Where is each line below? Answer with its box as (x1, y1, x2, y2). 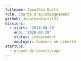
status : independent (14, 35, 56, 40)
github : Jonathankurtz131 (5, 16, 58, 21)
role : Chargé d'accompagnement (5, 12, 70, 17)
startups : (5, 44, 26, 49)
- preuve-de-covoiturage (9, 48, 61, 53)
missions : (5, 21, 26, 26)
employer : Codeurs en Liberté (14, 39, 77, 44)
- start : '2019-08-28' (9, 26, 56, 30)
